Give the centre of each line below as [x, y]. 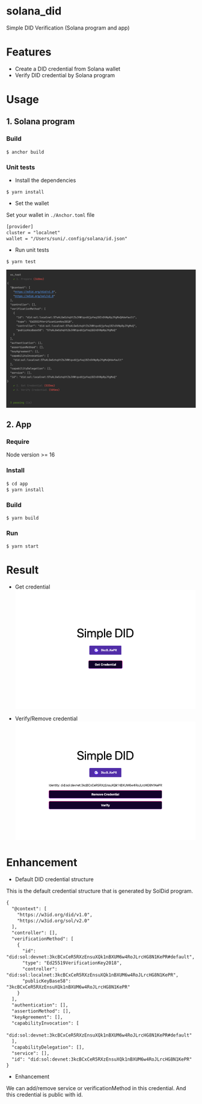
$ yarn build [23, 518]
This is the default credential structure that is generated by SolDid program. [100, 891]
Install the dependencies [45, 180]
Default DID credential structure [54, 879]
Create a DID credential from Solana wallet [68, 69]
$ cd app [17, 484]
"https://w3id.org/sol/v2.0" [54, 921]
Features [29, 52]
